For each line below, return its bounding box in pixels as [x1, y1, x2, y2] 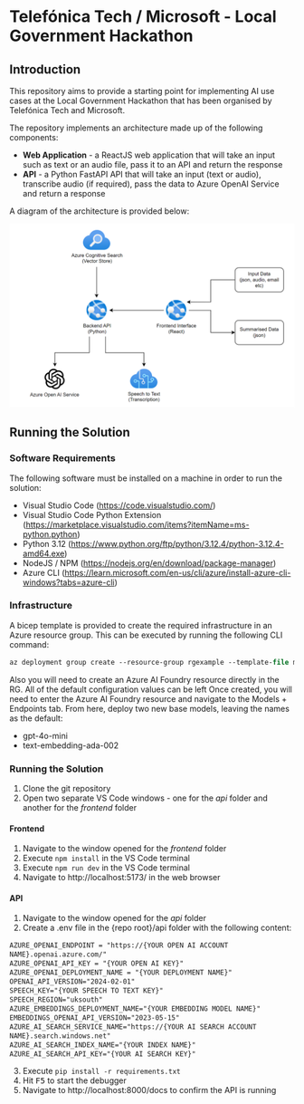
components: [9, 132, 59, 142]
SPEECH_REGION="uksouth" [9, 995, 103, 1004]
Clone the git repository [22, 783, 111, 794]
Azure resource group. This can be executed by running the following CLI [9, 629, 283, 640]
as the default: [9, 713, 63, 724]
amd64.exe [22, 548, 65, 559]
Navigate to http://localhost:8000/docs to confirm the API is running [22, 1085, 277, 1096]
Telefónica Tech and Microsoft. [9, 105, 125, 115]
